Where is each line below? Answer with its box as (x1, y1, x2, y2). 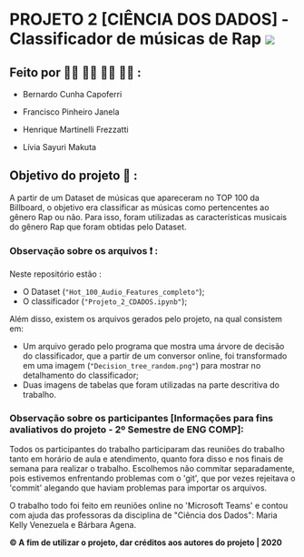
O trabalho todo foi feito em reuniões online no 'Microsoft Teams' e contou (9, 501, 289, 511)
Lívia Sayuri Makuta (22, 142, 97, 152)
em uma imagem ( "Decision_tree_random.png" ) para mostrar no (22, 360, 261, 371)
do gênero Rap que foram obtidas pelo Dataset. (9, 221, 188, 232)
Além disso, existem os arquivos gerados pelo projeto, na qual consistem (9, 314, 283, 325)
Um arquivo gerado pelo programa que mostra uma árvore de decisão (22, 341, 285, 352)
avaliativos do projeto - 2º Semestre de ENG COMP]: (9, 423, 245, 436)
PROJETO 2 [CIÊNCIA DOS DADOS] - (9, 9, 289, 30)
